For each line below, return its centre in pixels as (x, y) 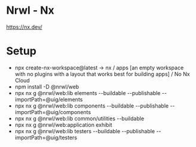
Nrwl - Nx (30, 10)
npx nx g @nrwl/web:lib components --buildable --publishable (92, 106)
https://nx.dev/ (24, 27)
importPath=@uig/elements (49, 99)
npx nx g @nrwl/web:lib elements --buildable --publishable (88, 93)
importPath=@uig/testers (46, 137)
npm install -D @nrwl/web (47, 87)
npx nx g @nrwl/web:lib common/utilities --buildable (79, 118)
